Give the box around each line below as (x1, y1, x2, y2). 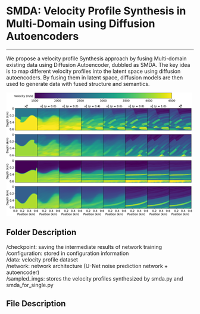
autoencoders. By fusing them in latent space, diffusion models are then (6, 73, 183, 81)
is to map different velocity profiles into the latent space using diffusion (6, 67, 181, 75)
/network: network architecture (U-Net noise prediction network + (6, 262, 168, 269)
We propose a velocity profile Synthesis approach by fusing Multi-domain (6, 55, 187, 62)
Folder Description (6, 227, 77, 238)
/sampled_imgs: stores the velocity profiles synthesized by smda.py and (6, 275, 183, 282)
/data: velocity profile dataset (6, 255, 79, 263)
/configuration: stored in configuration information (6, 250, 129, 257)
